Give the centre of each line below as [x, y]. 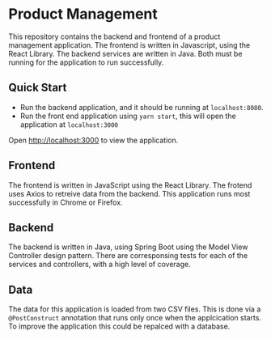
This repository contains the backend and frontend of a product [114, 36]
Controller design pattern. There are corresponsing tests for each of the [128, 256]
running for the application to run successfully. [86, 62]
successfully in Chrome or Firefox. [66, 202]
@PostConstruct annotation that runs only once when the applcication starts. [135, 318]
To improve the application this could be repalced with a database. [119, 326]
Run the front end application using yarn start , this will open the [128, 116]
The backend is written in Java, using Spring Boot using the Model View [128, 247]
